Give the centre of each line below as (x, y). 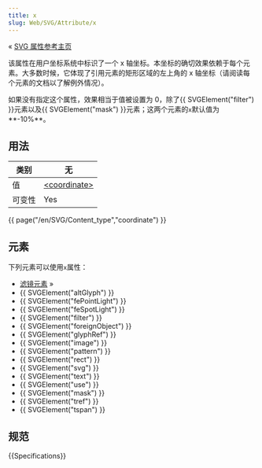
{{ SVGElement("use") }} (59, 385)
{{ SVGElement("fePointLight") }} (73, 301)
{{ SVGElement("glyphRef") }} (68, 334)
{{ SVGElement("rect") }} (60, 359)
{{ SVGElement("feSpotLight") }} (72, 310)
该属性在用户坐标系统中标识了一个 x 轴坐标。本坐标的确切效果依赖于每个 (126, 63)
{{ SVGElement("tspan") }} (63, 410)
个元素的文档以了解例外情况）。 (58, 83)
